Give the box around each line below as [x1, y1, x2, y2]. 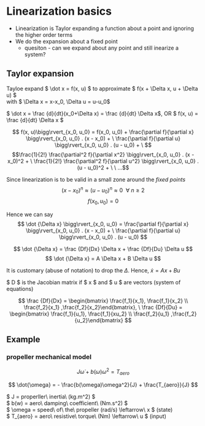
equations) [6, 285, 34, 292]
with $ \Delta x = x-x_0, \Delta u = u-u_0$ [6, 98, 110, 105]
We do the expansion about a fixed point [15, 37, 118, 45]
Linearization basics [6, 4, 112, 18]
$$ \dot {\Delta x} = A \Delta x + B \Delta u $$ [45, 255, 161, 262]
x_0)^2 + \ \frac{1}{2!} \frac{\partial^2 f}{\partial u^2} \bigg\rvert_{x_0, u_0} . [7, 157, 199, 165]
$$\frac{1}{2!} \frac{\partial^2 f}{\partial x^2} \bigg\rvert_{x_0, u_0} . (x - [12, 150, 195, 158]
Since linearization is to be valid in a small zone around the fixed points [6, 176, 186, 183]
